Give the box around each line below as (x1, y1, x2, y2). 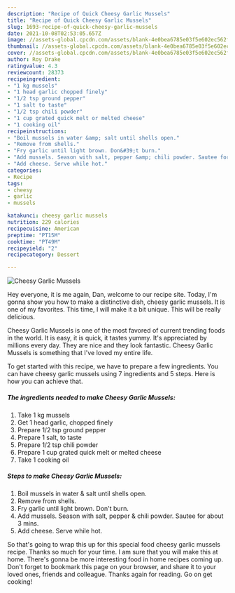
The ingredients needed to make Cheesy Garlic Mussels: (7, 393, 176, 401)
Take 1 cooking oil (17, 455, 69, 464)
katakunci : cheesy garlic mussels (7, 212, 108, 220)
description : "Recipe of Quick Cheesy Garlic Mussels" (7, 10, 171, 18)
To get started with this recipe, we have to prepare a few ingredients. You (7, 362, 219, 371)
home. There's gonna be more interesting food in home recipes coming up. (7, 555, 224, 564)
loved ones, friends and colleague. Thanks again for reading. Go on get (7, 570, 213, 579)
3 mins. (17, 519, 39, 528)
